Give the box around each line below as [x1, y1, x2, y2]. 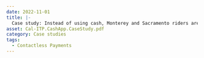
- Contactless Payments [12, 43, 72, 49]
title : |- [6, 14, 32, 21]
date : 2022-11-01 [6, 8, 50, 15]
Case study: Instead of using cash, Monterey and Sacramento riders [12, 20, 189, 26]
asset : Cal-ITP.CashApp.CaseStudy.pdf [6, 25, 104, 32]
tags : [6, 37, 20, 43]
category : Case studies [6, 31, 67, 37]
